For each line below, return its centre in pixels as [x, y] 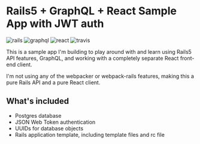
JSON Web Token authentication [55, 122]
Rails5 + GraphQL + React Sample [91, 11]
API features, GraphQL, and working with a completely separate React [93, 58]
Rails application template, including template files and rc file [90, 134]
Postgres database [38, 115]
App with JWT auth [55, 24]
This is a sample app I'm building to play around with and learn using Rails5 [99, 51]
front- [187, 58]
